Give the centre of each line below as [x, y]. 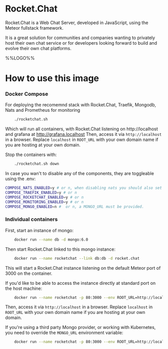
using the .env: [20, 179]
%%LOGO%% [20, 58]
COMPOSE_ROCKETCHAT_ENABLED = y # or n [44, 197]
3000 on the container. [29, 273]
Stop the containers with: [31, 155]
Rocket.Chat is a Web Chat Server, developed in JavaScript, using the [77, 23]
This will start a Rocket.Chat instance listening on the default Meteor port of [83, 268]
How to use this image [52, 78]
